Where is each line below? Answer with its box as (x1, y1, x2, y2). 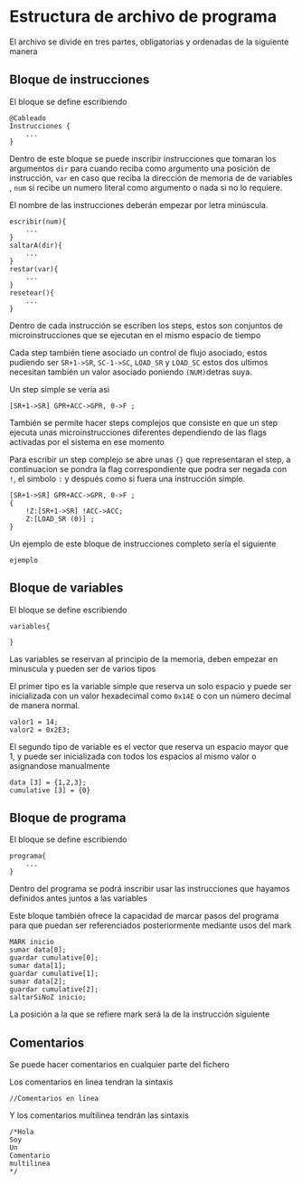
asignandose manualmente (9, 760, 110, 771)
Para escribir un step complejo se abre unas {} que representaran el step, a (9, 454, 291, 465)
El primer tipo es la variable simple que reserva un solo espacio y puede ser (9, 680, 292, 691)
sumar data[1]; (9, 961, 67, 971)
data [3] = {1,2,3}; (9, 778, 88, 787)
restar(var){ (9, 264, 59, 273)
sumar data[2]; (9, 977, 67, 987)
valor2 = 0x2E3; (9, 725, 71, 734)
